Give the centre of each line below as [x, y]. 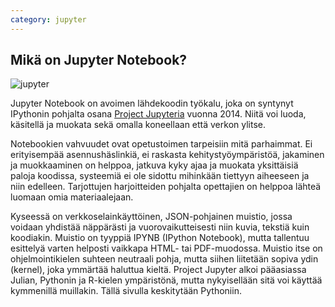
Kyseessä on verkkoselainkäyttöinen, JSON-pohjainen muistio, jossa [151, 217]
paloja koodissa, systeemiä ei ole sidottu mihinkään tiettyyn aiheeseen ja [160, 176]
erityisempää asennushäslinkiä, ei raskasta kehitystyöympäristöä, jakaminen [167, 155]
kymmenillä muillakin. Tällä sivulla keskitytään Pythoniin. [126, 291]
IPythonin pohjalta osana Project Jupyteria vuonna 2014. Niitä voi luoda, [158, 114]
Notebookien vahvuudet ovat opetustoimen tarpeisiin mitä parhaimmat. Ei [161, 144]
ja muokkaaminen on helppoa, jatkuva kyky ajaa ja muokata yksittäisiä [154, 165]
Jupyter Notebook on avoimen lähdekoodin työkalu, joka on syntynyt [152, 103]
